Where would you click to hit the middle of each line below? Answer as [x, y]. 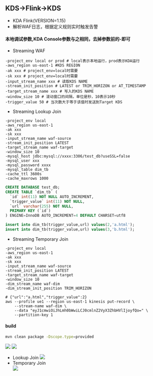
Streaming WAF [29, 51]
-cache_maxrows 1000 [27, 179]
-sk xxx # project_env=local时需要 [42, 76]
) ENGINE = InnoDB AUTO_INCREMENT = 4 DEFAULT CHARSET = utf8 [65, 216]
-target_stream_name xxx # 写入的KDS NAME [50, 91]
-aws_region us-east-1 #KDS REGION [43, 65]
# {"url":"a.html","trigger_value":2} [46, 297]
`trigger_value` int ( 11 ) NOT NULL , [47, 201]
